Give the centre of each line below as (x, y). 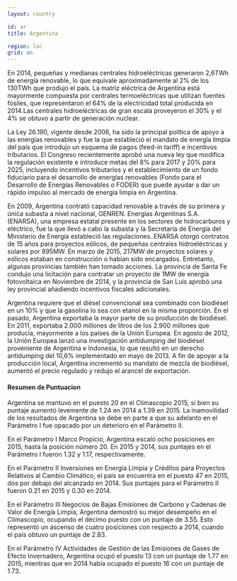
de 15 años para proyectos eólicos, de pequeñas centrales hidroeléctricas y (117, 244)
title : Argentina (33, 33)
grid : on (20, 53)
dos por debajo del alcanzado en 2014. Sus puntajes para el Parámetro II (113, 483)
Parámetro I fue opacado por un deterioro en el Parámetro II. (96, 425)
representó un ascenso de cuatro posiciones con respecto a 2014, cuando (116, 527)
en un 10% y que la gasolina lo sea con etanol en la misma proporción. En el (118, 310)
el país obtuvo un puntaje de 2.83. (57, 535)
